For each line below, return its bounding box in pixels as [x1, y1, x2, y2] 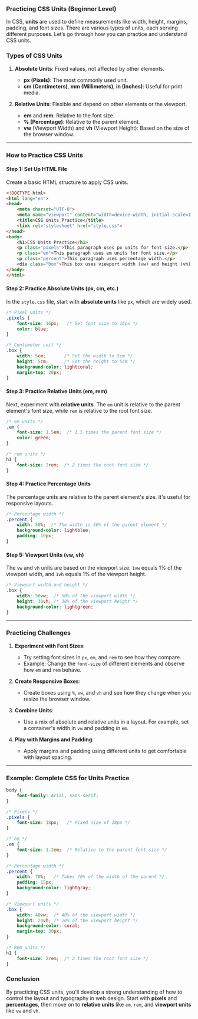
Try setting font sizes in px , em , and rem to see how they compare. [23, 653, 181, 660]
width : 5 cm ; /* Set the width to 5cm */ [16, 353, 133, 359]
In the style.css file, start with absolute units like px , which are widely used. [6, 298, 192, 305]
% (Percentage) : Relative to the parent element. [23, 118, 140, 125]
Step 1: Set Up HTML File [6, 166, 68, 173]
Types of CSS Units [6, 52, 63, 60]
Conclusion [6, 975, 40, 983]
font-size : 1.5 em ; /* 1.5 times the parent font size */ [16, 429, 162, 435]
